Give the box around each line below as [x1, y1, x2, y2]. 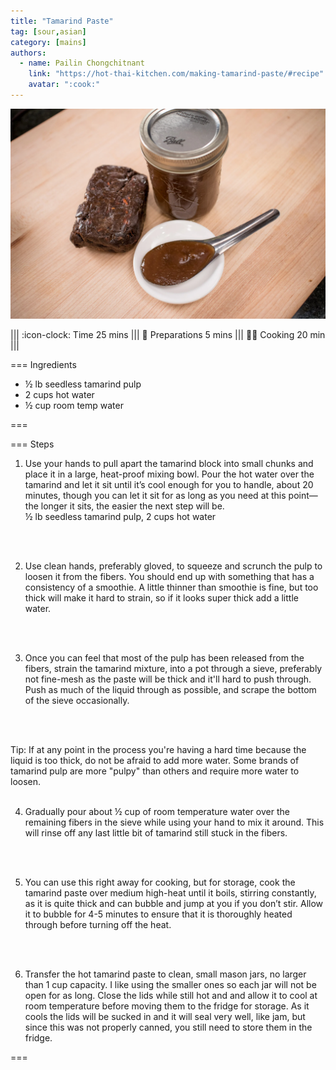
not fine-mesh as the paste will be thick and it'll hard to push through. [24, 673, 312, 685]
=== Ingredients [10, 358, 77, 370]
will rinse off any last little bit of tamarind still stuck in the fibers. [24, 826, 288, 839]
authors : [10, 48, 47, 58]
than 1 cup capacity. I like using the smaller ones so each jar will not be [24, 978, 317, 990]
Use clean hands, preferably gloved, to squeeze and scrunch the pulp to [24, 560, 323, 572]
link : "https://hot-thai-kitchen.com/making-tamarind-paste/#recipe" [28, 69, 325, 79]
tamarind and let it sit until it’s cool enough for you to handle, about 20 [24, 478, 314, 490]
